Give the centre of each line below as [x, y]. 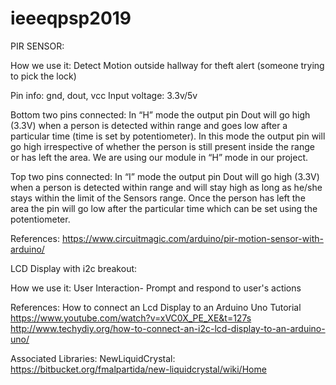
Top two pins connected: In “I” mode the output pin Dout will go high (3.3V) [165, 176]
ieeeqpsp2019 [71, 18]
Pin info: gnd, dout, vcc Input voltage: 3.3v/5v [104, 95]
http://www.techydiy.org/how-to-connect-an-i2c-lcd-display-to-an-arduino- [168, 328]
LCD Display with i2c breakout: [74, 268]
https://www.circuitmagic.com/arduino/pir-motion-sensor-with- [192, 238]
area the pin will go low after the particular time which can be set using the [164, 208]
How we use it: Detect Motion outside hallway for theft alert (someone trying [167, 65]
